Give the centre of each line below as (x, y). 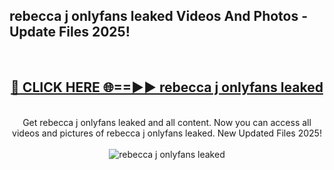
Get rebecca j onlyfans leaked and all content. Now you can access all (167, 122)
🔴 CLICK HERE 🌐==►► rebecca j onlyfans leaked (167, 87)
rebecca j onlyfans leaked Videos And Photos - (159, 16)
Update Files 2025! (70, 32)
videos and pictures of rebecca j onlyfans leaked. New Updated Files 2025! (167, 133)
